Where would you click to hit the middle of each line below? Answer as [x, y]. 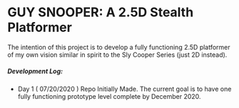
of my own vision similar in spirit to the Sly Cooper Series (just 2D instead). [117, 55]
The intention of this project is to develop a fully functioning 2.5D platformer [119, 47]
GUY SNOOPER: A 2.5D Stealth [101, 12]
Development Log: [35, 71]
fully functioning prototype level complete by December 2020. [109, 96]
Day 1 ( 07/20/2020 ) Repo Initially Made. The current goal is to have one [124, 89]
